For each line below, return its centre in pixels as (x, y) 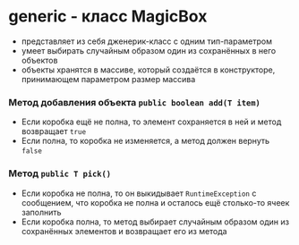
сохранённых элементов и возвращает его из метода (124, 231)
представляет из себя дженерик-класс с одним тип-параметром (146, 41)
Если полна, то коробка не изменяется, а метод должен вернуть (145, 141)
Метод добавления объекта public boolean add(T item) (134, 102)
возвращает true (54, 131)
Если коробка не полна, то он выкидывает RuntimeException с (139, 193)
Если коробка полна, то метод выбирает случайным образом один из (155, 222)
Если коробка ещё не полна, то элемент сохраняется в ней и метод (151, 122)
